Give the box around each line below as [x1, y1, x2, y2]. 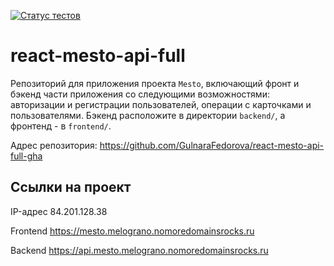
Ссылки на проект [10, 179, 132, 196]
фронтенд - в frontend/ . [10, 120, 112, 132]
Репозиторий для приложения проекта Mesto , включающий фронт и [10, 77, 300, 89]
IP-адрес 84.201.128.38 [10, 205, 108, 217]
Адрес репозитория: [10, 139, 98, 151]
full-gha [10, 150, 43, 162]
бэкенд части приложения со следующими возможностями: [10, 88, 270, 100]
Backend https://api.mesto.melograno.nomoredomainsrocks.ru [10, 244, 269, 256]
